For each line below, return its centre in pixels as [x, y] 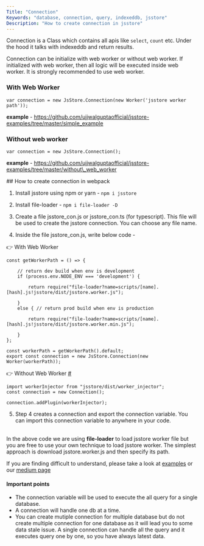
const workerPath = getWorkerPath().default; [65, 351]
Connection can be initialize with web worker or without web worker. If [95, 59]
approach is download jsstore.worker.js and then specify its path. [88, 452]
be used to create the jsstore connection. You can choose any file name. [106, 223]
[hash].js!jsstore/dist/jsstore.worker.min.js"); [71, 324]
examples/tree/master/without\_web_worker [62, 169]
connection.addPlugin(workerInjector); [57, 402]
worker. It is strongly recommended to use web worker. [76, 72]
